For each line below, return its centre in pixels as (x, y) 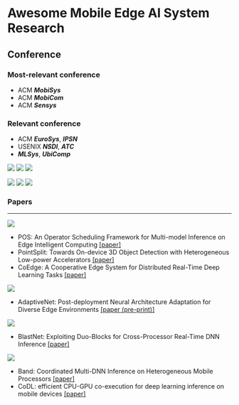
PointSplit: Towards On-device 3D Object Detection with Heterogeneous (123, 252)
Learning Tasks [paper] (52, 275)
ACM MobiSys (39, 90)
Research (36, 28)
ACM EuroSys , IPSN (48, 139)
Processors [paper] (46, 379)
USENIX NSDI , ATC (46, 146)
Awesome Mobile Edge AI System (108, 13)
